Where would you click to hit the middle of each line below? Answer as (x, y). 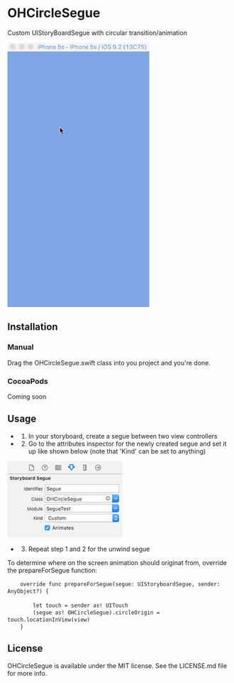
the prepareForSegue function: (52, 570)
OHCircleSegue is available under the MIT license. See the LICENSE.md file (117, 665)
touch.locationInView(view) (49, 620)
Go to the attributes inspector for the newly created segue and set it (127, 443)
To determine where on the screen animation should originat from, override (117, 562)
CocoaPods (28, 381)
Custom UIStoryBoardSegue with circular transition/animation (97, 33)
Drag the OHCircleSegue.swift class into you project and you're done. (109, 362)
